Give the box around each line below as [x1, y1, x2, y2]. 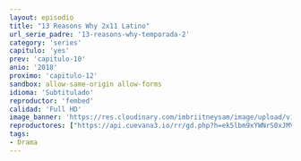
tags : [9, 130, 30, 139]
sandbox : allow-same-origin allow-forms [9, 80, 163, 89]
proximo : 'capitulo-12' [9, 72, 99, 80]
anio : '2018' [9, 64, 58, 72]
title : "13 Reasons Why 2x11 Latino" [9, 21, 150, 30]
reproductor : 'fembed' [9, 96, 94, 106]
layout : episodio [9, 13, 74, 22]
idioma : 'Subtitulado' [9, 88, 94, 97]
